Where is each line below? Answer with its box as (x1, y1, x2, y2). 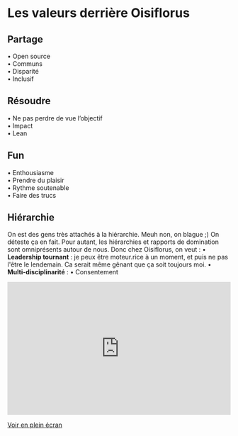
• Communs (7, 60, 42, 68)
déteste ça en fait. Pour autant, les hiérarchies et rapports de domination (7, 237, 220, 246)
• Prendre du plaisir (7, 176, 64, 184)
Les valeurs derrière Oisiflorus (7, 5, 190, 21)
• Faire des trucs (7, 191, 57, 199)
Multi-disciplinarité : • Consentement (7, 268, 119, 276)
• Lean (7, 129, 28, 138)
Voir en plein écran (7, 420, 62, 430)
